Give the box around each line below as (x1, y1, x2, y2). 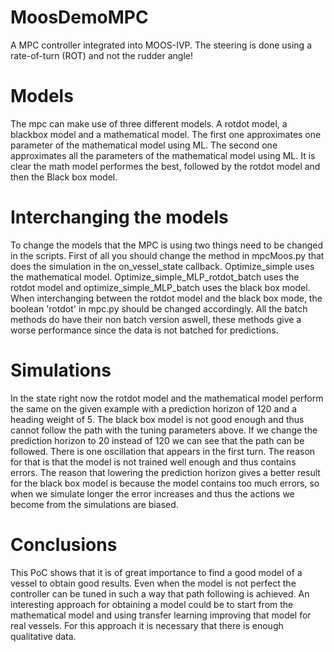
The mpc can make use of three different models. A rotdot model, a (10, 117, 288, 130)
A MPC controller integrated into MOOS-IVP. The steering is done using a (10, 39, 312, 51)
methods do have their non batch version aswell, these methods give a (10, 313, 302, 325)
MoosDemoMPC (10, 6, 149, 29)
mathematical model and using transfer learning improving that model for (10, 609, 312, 621)
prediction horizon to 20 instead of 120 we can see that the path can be (10, 434, 305, 446)
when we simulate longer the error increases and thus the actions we (10, 487, 295, 500)
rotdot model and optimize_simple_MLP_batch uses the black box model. (10, 281, 311, 293)
